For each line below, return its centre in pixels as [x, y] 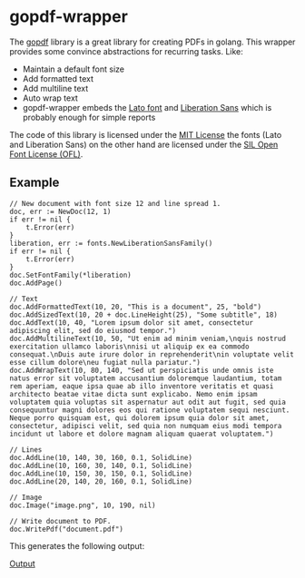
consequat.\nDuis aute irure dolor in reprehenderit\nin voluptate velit [152, 354]
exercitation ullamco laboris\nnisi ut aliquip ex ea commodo [129, 347]
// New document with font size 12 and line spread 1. [115, 203]
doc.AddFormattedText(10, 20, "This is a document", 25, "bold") [135, 307]
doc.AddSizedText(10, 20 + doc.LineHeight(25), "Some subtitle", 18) [144, 315]
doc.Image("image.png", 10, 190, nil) [83, 505]
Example [34, 183]
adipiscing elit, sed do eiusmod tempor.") [93, 330]
